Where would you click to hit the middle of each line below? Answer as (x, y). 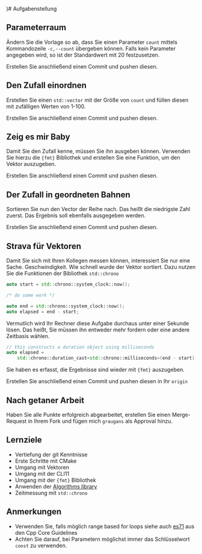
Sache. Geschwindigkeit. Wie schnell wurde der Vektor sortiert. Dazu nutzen (101, 267)
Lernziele (24, 440)
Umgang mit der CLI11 (42, 473)
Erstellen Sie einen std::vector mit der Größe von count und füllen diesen (97, 100)
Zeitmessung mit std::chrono (51, 493)
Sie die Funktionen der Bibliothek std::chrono (63, 274)
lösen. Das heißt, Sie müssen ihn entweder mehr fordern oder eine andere (98, 330)
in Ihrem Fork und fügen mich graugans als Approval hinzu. (100, 421)
